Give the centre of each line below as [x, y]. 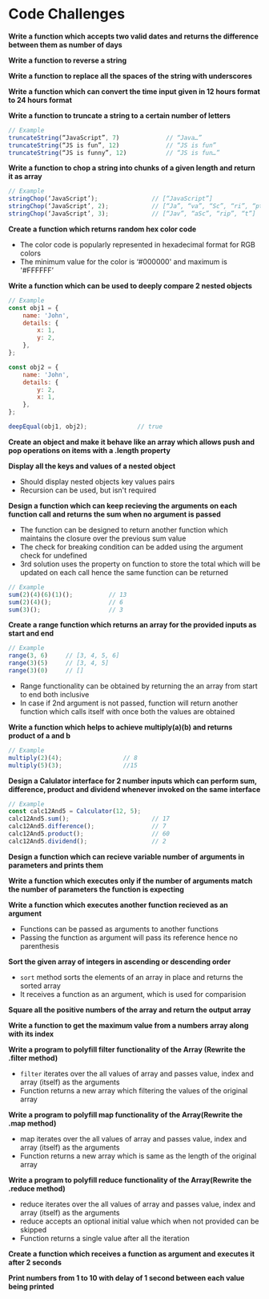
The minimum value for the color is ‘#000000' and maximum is [124, 261]
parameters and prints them [56, 865]
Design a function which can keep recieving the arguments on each [123, 505]
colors [30, 253]
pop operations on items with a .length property [89, 450]
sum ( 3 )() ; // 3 [66, 610]
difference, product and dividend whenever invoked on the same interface [134, 789]
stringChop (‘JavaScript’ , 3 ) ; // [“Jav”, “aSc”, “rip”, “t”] [132, 214]
